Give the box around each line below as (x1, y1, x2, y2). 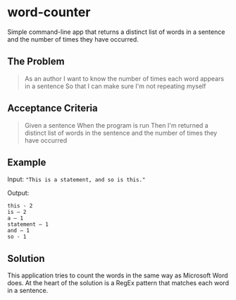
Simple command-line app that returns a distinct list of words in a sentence (7, 28, 225, 36)
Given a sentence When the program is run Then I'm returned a (24, 121, 209, 129)
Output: (7, 188, 30, 198)
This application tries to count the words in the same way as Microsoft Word (7, 271, 228, 280)
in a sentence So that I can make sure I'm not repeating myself (24, 82, 206, 90)
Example (7, 156, 46, 168)
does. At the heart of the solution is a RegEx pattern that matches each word (7, 279, 229, 287)
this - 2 (7, 203, 33, 210)
